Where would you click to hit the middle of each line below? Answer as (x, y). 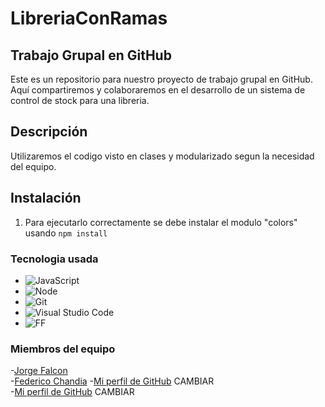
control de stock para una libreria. (80, 100)
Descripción (49, 132)
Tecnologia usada (54, 259)
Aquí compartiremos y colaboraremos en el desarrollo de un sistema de (158, 90)
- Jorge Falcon (39, 371)
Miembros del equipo (63, 349)
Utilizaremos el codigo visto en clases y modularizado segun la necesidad (162, 156)
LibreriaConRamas (89, 18)
